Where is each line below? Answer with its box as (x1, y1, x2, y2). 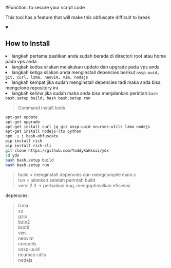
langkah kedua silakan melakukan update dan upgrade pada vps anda (12, 64, 160, 70)
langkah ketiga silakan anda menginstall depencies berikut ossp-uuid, (12, 69, 160, 75)
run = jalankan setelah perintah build (17, 177, 96, 183)
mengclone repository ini (5, 84, 58, 91)
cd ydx (5, 153, 20, 158)
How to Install (5, 39, 50, 48)
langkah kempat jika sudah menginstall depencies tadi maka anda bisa (12, 79, 161, 85)
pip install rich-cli (5, 144, 52, 149)
